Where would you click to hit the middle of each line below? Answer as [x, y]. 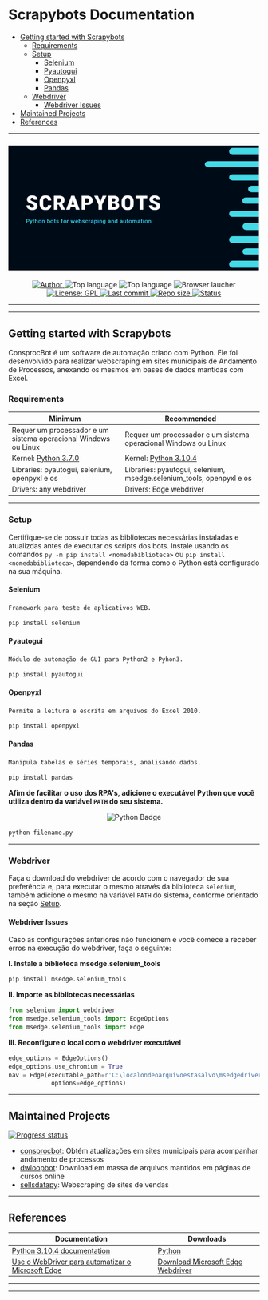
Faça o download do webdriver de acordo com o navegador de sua [119, 878]
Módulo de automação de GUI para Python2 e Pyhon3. [96, 659]
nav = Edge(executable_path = [57, 1075]
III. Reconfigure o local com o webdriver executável [95, 1042]
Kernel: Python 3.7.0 [45, 459]
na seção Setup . [35, 904]
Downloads [207, 1239]
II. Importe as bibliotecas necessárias [72, 995]
